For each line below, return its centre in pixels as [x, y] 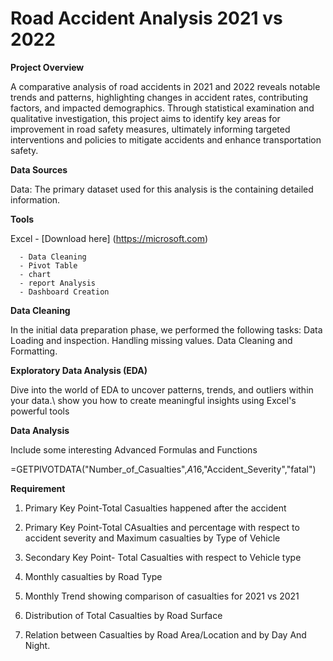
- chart [35, 274]
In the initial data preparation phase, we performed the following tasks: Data [166, 329]
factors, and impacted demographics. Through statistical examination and [162, 108]
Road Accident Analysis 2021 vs [146, 18]
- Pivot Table [48, 265]
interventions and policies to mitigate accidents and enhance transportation [166, 139]
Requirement [38, 488]
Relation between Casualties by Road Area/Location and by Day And [165, 634]
